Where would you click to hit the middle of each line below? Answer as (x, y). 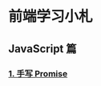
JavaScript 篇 (43, 49)
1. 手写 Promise (38, 73)
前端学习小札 (51, 16)
